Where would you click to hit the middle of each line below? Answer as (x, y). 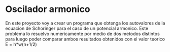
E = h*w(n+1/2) (21, 44)
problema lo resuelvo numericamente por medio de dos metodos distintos (82, 33)
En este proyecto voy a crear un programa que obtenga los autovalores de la (85, 23)
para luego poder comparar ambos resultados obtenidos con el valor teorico (85, 39)
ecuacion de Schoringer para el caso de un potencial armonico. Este (77, 28)
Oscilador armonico (48, 9)
